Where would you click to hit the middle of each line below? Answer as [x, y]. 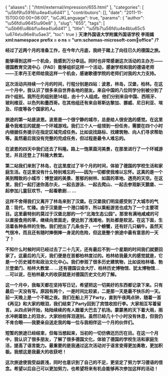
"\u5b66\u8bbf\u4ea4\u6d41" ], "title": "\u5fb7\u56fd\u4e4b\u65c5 [75, 28]
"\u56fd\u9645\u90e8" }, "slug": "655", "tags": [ [55, 23]
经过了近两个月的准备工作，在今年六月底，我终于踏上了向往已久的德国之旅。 [84, 50]
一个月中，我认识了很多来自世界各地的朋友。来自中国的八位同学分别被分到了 [84, 90]
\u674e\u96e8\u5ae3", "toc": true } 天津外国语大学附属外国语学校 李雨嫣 [79, 34]
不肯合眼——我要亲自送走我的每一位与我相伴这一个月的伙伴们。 [71, 322]
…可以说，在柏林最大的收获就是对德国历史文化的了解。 [62, 274]
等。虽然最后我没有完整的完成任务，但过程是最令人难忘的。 [66, 138]
